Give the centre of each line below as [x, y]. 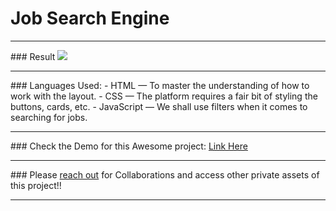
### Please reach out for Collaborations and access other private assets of [165, 174]
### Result [33, 56]
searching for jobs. [49, 117]
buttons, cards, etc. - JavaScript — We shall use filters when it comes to [159, 106]
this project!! [36, 185]
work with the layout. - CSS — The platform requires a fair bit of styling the [164, 96]
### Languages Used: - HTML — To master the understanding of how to [160, 85]
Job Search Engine [90, 18]
